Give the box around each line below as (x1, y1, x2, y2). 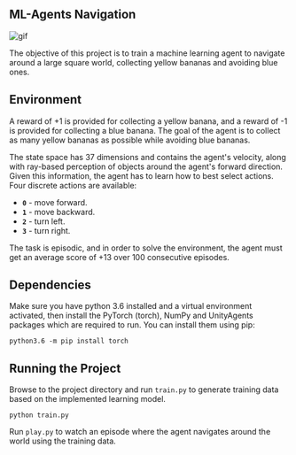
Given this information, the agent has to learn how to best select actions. (9, 170, 275, 181)
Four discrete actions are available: (9, 180, 137, 190)
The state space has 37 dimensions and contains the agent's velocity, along (9, 151, 286, 162)
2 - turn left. (21, 216, 66, 227)
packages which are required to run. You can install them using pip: (9, 320, 255, 330)
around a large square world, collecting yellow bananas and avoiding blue (9, 57, 278, 67)
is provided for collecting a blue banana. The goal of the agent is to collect (9, 125, 281, 135)
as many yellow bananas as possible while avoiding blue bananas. (9, 135, 251, 145)
